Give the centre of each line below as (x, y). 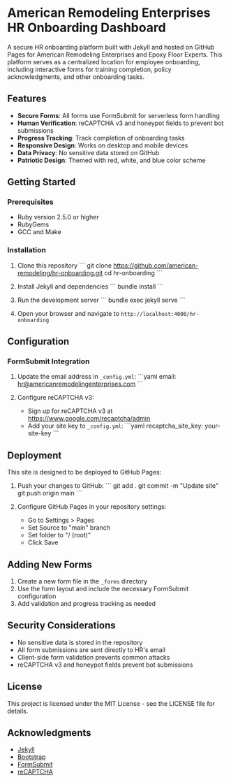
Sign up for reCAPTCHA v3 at (70, 411)
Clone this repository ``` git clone (65, 265)
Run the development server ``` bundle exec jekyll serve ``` (102, 300)
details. (18, 711)
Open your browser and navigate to (68, 313)
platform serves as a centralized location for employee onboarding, (104, 61)
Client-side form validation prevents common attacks (94, 657)
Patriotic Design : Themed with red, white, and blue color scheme (111, 160)
